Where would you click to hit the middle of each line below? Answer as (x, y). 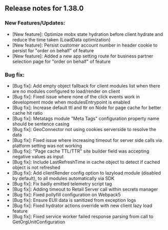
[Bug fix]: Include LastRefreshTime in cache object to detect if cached (86, 162)
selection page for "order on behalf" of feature (61, 61)
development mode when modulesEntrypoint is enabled (71, 102)
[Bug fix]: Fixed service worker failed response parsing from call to (83, 216)
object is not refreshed (36, 167)
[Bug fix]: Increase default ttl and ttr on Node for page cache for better (87, 108)
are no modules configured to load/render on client (66, 91)
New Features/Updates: (35, 23)
